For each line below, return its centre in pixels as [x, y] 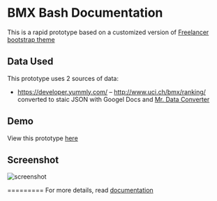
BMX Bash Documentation [85, 13]
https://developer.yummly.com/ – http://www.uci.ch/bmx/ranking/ [111, 91]
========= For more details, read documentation [80, 191]
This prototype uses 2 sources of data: [63, 78]
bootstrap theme [31, 39]
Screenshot [33, 159]
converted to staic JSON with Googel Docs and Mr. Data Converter [113, 99]
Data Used [30, 62]
